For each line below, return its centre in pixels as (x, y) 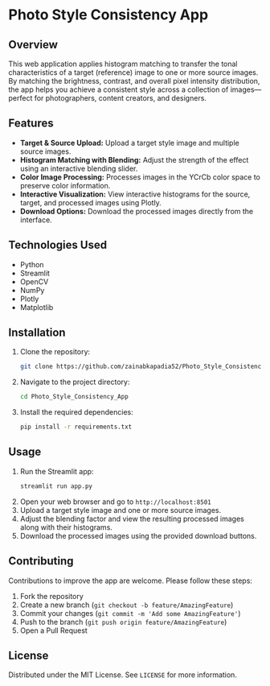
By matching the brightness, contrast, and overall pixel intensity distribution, (134, 81)
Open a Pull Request (54, 630)
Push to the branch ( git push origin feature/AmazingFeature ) (123, 622)
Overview (33, 45)
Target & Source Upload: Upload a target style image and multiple (129, 143)
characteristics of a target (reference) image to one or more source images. (133, 72)
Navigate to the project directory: (75, 382)
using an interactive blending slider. (79, 168)
